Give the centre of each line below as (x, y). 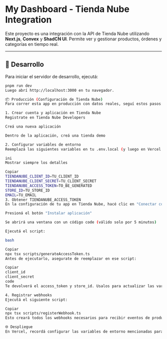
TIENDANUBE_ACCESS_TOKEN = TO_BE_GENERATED (49, 185)
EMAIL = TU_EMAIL (21, 195)
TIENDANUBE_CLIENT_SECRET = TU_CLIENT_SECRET (51, 181)
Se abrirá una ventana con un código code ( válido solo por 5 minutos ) (81, 222)
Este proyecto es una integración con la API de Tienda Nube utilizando (77, 33)
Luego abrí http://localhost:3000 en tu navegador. (60, 90)
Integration (29, 20)
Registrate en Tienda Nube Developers (45, 118)
